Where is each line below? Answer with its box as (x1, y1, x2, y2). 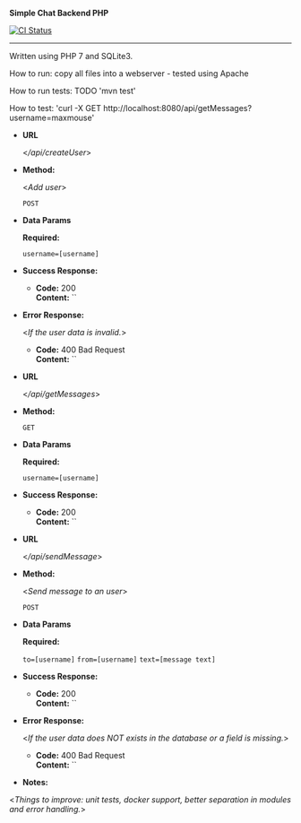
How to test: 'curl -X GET (9, 103, 101, 113)
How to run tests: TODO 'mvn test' (9, 85, 136, 96)
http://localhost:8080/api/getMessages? (102, 103, 253, 113)
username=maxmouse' (9, 112, 95, 123)
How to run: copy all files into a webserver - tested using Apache (9, 68, 249, 79)
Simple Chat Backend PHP (9, 8, 109, 18)
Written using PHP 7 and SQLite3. (9, 51, 133, 61)
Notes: (21, 777, 48, 787)
